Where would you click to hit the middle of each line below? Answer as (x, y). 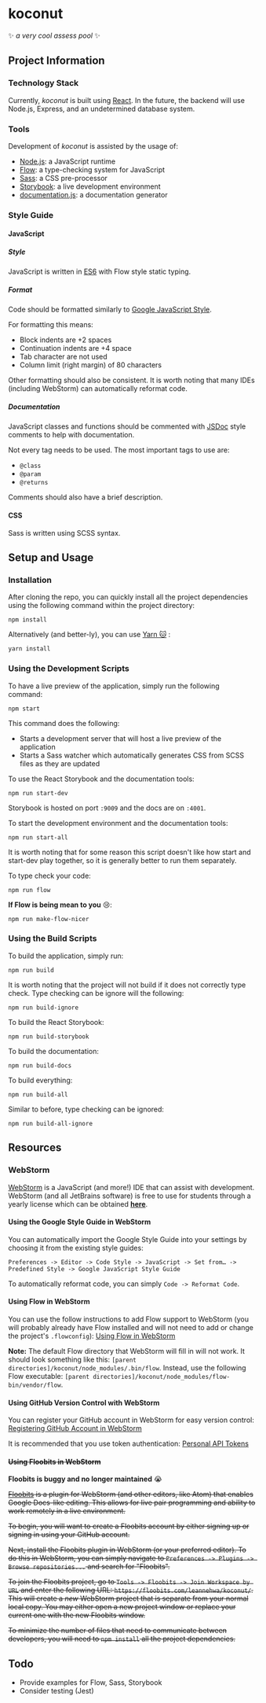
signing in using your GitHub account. (69, 1535)
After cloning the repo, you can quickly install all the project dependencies (128, 597)
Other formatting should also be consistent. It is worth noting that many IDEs (131, 380)
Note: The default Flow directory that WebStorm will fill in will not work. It (127, 1351)
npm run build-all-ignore (50, 1123)
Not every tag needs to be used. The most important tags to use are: (119, 450)
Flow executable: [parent (49, 1376)
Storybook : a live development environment (90, 186)
